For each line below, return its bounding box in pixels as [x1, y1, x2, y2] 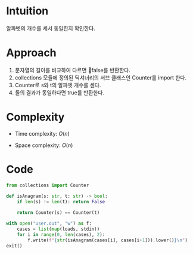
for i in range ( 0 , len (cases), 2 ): [17, 231, 105, 237]
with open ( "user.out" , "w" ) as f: [6, 221, 92, 227]
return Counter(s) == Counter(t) [17, 210, 100, 216]
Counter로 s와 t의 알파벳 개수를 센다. [14, 81, 101, 88]
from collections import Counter [6, 182, 89, 188]
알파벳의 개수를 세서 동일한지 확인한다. [6, 25, 95, 32]
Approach [6, 46, 57, 60]
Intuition [6, 4, 49, 18]
